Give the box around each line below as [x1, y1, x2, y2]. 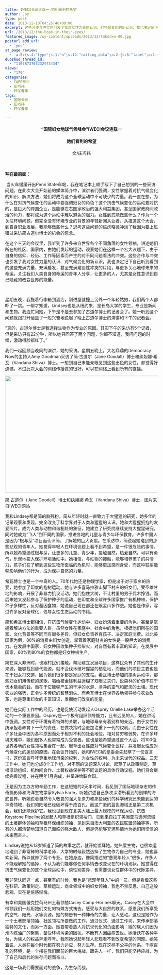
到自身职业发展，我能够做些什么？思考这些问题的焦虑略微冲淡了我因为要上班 [5, 224, 158, 230]
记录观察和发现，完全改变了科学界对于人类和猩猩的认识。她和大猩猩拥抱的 [5, 519, 154, 525]
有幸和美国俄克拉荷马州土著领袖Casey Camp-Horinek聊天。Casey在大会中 [5, 899, 154, 905]
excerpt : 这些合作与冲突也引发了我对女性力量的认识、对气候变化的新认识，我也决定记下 [5, 25, 159, 30]
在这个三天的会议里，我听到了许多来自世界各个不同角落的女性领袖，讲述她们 [5, 240, 158, 246]
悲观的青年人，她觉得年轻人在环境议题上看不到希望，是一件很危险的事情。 [9, 544, 158, 549]
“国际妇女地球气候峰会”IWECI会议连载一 [41, 126, 122, 132]
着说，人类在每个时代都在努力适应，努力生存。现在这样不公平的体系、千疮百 [5, 942, 158, 948]
